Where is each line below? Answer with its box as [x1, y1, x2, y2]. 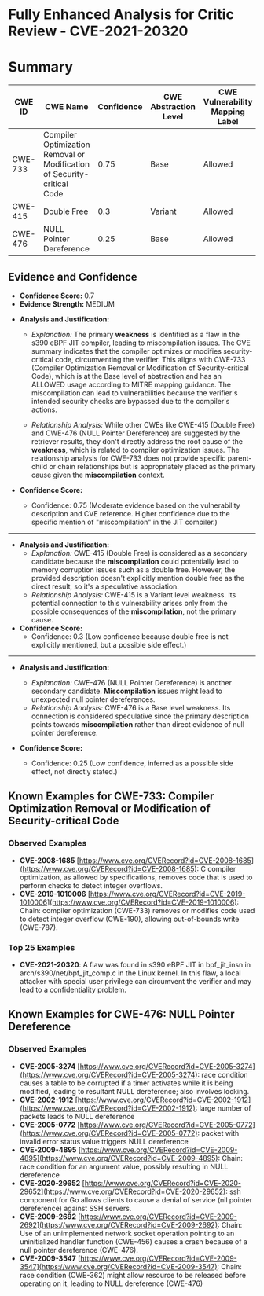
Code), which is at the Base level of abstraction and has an [31, 371, 222, 380]
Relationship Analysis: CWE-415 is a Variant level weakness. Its [31, 589, 236, 599]
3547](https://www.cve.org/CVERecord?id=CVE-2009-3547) [19, 1261, 218, 1271]
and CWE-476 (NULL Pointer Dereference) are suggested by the [31, 428, 240, 438]
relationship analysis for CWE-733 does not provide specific [31, 453, 226, 463]
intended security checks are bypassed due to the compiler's [31, 396, 230, 406]
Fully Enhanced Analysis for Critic [8, 6, 234, 24]
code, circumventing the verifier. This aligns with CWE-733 [54, 354, 246, 364]
